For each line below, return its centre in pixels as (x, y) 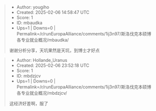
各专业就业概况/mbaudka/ (43, 40)
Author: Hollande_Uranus (42, 60)
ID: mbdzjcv (29, 76)
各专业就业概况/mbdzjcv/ (42, 93)
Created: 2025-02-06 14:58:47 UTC (53, 12)
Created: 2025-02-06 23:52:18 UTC (53, 65)
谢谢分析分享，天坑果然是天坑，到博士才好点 (54, 50)
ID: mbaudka (29, 23)
